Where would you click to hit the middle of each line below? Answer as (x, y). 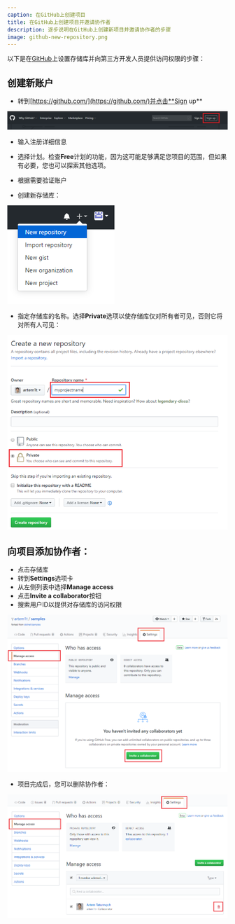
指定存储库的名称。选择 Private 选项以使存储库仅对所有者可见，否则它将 (120, 316)
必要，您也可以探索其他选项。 (66, 165)
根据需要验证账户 (42, 180)
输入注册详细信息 (42, 142)
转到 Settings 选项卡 (45, 579)
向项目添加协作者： (49, 551)
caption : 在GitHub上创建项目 (47, 15)
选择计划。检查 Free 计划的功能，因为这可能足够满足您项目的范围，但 (116, 157)
